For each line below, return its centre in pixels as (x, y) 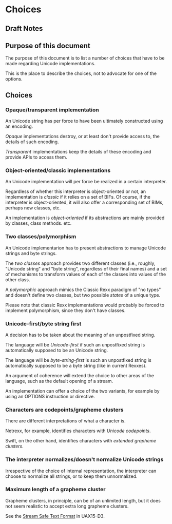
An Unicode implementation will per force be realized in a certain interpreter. (86, 182)
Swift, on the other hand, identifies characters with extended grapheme (81, 441)
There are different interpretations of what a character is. (65, 421)
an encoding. (19, 126)
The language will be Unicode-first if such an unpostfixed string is (75, 344)
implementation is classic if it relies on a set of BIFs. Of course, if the (78, 197)
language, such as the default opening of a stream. (59, 381)
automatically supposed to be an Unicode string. (57, 350)
